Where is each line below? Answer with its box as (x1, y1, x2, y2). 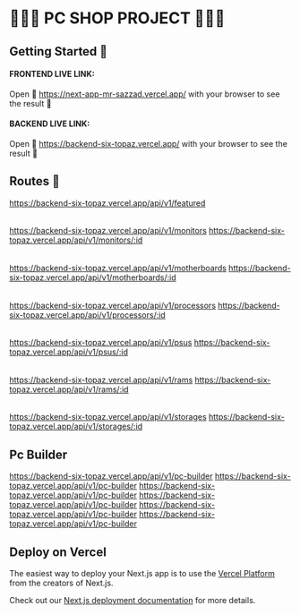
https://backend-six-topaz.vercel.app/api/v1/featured (9, 197, 206, 209)
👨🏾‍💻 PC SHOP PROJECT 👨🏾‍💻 (9, 8, 226, 29)
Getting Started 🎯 (9, 44, 108, 59)
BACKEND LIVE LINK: (9, 118, 90, 129)
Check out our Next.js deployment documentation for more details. (9, 595, 256, 606)
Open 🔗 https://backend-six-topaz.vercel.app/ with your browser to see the (9, 138, 288, 149)
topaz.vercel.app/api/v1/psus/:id (9, 346, 128, 357)
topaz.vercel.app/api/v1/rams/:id (9, 384, 129, 395)
